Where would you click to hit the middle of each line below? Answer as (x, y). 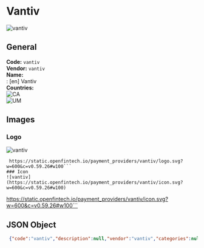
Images (21, 120)
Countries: (20, 88)
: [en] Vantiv (22, 81)
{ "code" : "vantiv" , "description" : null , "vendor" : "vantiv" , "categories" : (100, 239)
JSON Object (31, 225)
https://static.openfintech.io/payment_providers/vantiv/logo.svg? (96, 161)
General (22, 47)
